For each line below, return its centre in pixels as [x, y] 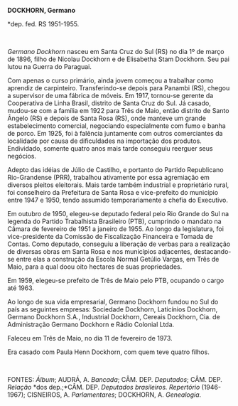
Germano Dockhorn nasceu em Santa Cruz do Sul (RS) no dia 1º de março [116, 52]
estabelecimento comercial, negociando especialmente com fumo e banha [117, 126]
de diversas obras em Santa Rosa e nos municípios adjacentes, [100, 251]
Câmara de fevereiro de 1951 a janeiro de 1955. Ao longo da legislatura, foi [115, 229]
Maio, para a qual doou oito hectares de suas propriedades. [95, 267]
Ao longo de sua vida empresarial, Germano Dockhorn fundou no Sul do [113, 302]
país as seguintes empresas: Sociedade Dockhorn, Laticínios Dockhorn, [113, 309]
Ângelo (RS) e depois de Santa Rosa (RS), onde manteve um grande [107, 118]
